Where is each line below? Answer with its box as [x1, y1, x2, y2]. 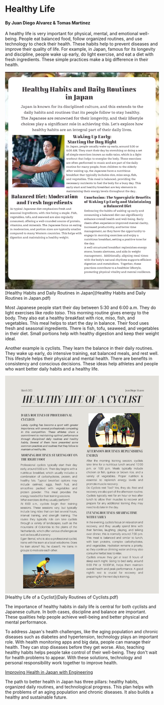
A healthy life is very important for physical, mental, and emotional [5, 31, 138, 37]
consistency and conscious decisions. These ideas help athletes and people [5, 361, 159, 367]
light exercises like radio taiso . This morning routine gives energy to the [5, 310, 149, 316]
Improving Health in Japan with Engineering [5, 669, 93, 675]
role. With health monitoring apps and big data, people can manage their [5, 639, 151, 645]
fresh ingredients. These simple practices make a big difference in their [5, 57, 149, 62]
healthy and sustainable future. [5, 694, 67, 700]
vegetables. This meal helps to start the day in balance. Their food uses [5, 320, 149, 326]
